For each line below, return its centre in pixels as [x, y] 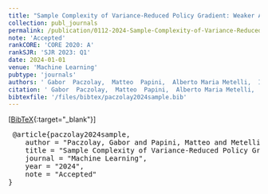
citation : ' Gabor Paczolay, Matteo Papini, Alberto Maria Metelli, [132, 89]
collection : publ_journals [53, 23]
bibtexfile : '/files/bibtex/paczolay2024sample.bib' [98, 97]
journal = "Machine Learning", [86, 159]
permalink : [26, 30]
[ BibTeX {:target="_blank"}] [52, 119]
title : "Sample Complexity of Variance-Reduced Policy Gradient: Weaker [132, 16]
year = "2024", [55, 167]
